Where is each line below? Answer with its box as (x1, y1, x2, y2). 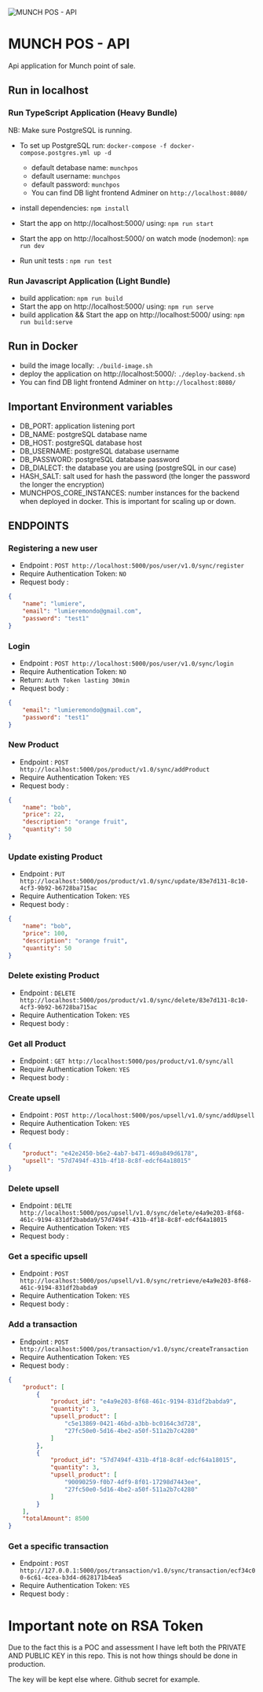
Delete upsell (8, 1183, 60, 1194)
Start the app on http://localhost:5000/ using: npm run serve (19, 302, 214, 311)
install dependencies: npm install (19, 203, 130, 213)
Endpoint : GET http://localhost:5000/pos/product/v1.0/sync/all (19, 1056, 234, 1066)
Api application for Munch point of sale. (8, 61, 136, 70)
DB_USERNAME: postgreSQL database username (19, 446, 179, 456)
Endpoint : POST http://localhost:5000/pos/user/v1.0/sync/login (19, 658, 234, 668)
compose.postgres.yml (19, 149, 90, 157)
